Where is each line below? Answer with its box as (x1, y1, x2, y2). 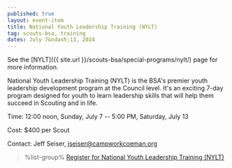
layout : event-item (7, 17, 64, 24)
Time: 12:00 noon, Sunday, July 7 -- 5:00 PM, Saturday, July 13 (7, 113, 189, 121)
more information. (7, 63, 59, 71)
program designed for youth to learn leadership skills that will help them (7, 92, 215, 100)
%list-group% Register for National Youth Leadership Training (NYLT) (24, 153, 225, 162)
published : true (7, 10, 55, 17)
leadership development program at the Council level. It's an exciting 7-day (7, 84, 224, 92)
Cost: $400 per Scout (7, 126, 70, 134)
